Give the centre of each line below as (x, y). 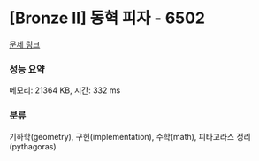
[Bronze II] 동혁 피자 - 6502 (107, 18)
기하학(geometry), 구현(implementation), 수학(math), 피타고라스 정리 (130, 136)
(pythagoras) (33, 146)
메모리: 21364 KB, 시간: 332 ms (65, 90)
